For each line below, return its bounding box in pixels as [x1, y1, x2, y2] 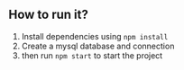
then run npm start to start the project [21, 49, 163, 61]
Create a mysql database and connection [21, 40, 175, 51]
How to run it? [8, 7, 89, 22]
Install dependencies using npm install [21, 31, 169, 41]
